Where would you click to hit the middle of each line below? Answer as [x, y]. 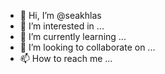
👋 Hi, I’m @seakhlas [60, 15]
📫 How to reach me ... [66, 58]
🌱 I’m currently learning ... [73, 36]
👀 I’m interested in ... [62, 26]
